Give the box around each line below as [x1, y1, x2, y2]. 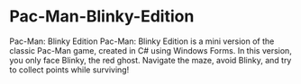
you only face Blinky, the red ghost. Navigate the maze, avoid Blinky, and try [9, 55, 292, 65]
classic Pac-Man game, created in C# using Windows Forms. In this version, [9, 45, 293, 55]
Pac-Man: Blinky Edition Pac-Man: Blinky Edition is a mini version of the [9, 36, 275, 46]
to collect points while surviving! [9, 64, 130, 75]
